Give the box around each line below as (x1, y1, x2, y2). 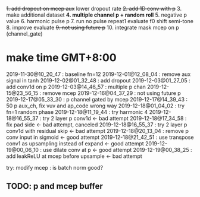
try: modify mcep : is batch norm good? (6, 164, 103, 171)
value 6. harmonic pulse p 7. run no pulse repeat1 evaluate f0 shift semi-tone (6, 18, 193, 24)
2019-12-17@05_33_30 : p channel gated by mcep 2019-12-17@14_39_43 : (6, 96, 188, 103)
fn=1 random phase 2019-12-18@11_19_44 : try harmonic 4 (6, 108, 148, 115)
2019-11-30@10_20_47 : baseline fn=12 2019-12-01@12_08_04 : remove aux (6, 71, 191, 78)
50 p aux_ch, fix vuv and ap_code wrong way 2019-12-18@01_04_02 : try (6, 102, 185, 109)
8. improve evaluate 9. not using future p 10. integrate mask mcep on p (6, 24, 180, 31)
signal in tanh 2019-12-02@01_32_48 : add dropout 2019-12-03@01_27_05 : (6, 77, 190, 84)
